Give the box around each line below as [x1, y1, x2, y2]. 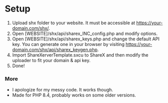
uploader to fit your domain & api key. [12, 57, 91, 63]
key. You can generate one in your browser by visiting [12, 41, 125, 47]
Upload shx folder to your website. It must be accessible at [12, 20, 136, 26]
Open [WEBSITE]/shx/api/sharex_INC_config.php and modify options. [12, 30, 158, 36]
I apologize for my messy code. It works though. [12, 87, 114, 93]
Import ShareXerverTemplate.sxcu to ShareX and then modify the [12, 51, 149, 58]
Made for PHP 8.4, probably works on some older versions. [12, 92, 137, 98]
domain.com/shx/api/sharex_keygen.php [12, 46, 97, 53]
